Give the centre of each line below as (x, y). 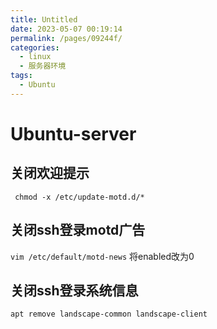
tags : (21, 76)
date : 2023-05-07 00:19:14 (66, 29)
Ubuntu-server (73, 133)
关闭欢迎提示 (50, 173)
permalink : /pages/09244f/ (66, 38)
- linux (35, 57)
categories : (35, 47)
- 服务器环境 (43, 66)
